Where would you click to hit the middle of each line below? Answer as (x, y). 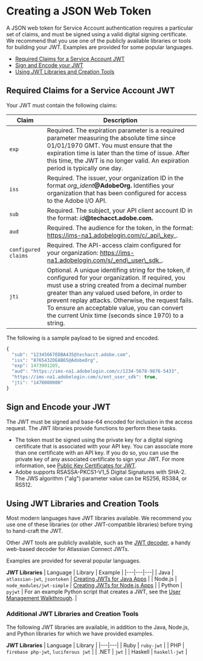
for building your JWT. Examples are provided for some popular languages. (100, 47)
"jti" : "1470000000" (37, 382)
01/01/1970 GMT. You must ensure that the (110, 145)
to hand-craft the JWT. (35, 531)
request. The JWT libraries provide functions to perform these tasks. (92, 428)
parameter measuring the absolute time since (111, 138)
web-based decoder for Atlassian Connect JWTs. (68, 549)
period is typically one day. (85, 168)
